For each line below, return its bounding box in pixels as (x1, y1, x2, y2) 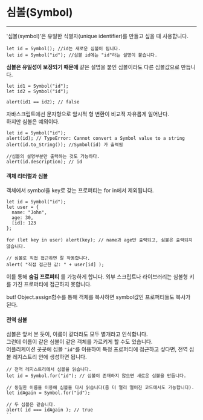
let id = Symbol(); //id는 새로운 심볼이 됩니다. (6, 45, 121, 51)
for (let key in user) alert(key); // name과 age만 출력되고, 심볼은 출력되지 (6, 237, 193, 243)
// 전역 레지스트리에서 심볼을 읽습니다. (6, 367, 92, 373)
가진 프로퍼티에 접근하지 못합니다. (12, 281, 92, 288)
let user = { (6, 204, 39, 211)
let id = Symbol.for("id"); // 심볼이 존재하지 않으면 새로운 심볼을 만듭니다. (6, 373, 187, 379)
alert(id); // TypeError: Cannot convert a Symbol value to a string (6, 135, 185, 141)
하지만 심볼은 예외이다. (6, 117, 60, 125)
